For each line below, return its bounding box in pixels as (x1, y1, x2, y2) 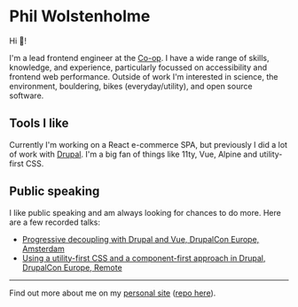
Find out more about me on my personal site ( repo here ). (9, 288, 216, 298)
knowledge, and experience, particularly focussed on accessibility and (9, 62, 268, 73)
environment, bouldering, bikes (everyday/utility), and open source (9, 81, 253, 91)
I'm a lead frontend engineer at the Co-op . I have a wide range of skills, (9, 52, 270, 63)
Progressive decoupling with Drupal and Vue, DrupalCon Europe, (21, 234, 260, 244)
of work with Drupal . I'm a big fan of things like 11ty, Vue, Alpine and (9, 149, 257, 159)
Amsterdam (21, 243, 65, 254)
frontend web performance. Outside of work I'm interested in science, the (9, 71, 278, 81)
